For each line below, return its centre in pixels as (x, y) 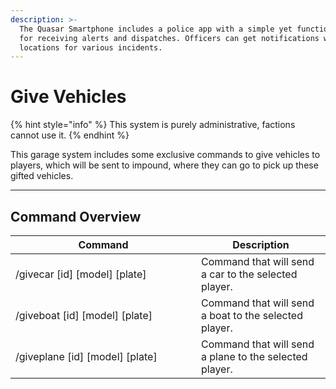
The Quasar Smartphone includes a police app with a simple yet (156, 29)
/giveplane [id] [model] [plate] (86, 356)
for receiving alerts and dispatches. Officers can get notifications (169, 38)
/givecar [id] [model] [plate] (81, 274)
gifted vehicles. (42, 176)
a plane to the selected (254, 356)
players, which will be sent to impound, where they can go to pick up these (164, 165)
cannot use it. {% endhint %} (70, 135)
